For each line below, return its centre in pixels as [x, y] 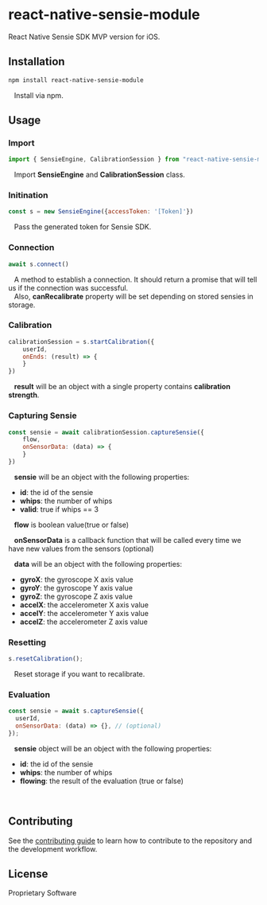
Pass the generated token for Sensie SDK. [83, 227]
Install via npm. [39, 95]
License [28, 874]
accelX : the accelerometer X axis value [84, 605]
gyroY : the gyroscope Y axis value [76, 587]
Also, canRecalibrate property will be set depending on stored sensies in [134, 296]
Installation [37, 62]
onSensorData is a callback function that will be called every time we [128, 540]
